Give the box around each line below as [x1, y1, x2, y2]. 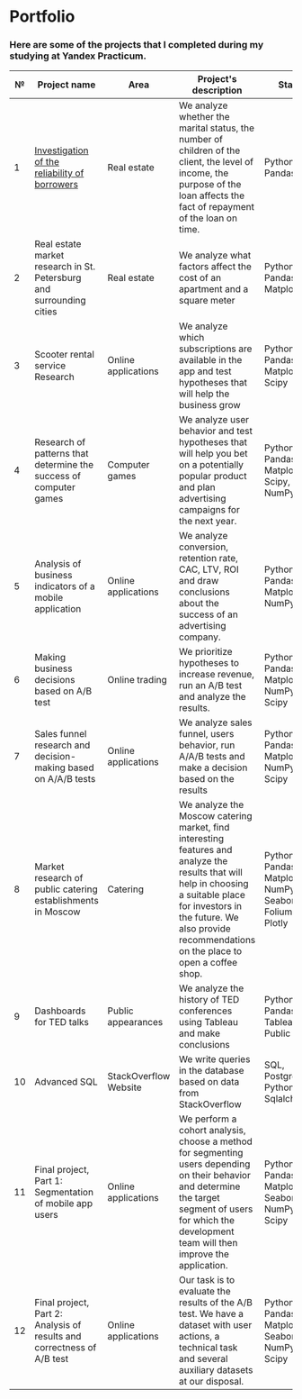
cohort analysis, [178, 1124, 246, 1137]
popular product [178, 470, 247, 483]
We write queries [178, 1053, 251, 1066]
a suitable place [178, 889, 245, 902]
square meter [178, 295, 235, 307]
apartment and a [178, 283, 249, 295]
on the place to [178, 945, 243, 958]
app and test [178, 365, 232, 377]
